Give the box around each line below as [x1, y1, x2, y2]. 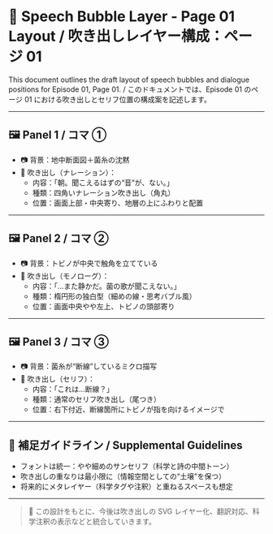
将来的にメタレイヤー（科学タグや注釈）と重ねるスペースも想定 [19, 482, 233, 492]
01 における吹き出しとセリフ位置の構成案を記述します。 [24, 94, 211, 104]
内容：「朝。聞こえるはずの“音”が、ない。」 [32, 178, 175, 187]
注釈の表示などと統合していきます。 [35, 517, 156, 527]
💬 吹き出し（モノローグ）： [19, 271, 110, 281]
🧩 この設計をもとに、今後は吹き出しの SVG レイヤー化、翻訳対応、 [28, 506, 253, 516]
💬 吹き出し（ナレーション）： [19, 167, 116, 177]
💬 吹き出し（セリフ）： [19, 374, 95, 384]
